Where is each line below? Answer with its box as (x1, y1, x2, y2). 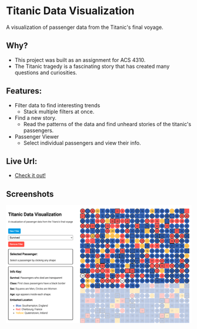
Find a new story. (14, 114, 57, 121)
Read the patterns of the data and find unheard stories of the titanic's (23, 120, 192, 127)
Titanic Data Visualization (6, 4, 135, 18)
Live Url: (6, 156, 38, 166)
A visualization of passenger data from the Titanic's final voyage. (6, 24, 163, 31)
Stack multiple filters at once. (23, 108, 95, 115)
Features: (6, 86, 42, 96)
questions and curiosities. (14, 69, 78, 76)
